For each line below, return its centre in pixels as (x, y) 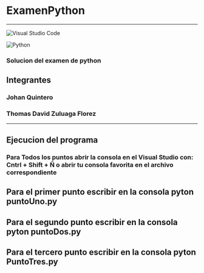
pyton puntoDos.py (44, 231)
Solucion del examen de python (54, 60)
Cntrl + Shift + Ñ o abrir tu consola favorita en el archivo (90, 164)
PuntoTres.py (32, 261)
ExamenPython (46, 11)
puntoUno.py (32, 202)
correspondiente (32, 172)
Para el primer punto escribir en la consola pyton (100, 192)
